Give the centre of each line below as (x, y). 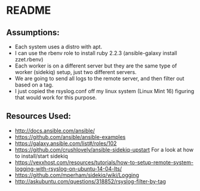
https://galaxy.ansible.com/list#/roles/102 (66, 143)
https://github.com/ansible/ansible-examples (70, 137)
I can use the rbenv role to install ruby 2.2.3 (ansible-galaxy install (96, 53)
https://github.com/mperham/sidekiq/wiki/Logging (77, 175)
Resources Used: (39, 116)
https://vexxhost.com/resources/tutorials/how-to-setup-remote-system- (104, 162)
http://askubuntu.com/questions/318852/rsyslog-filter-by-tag (90, 181)
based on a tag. (34, 85)
